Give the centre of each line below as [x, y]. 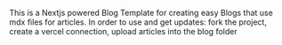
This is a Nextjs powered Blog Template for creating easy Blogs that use [141, 13]
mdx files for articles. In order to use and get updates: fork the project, [138, 22]
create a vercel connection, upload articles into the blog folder [123, 31]
